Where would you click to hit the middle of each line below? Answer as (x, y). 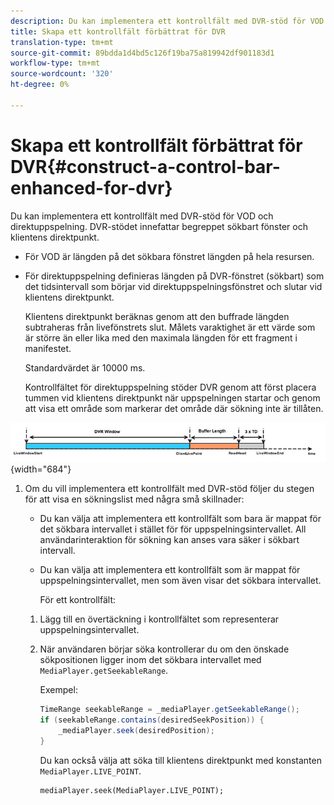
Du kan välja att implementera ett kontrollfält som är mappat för (170, 570)
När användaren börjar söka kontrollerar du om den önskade (164, 649)
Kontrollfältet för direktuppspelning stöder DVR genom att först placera (170, 387)
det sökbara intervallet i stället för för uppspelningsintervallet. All (173, 529)
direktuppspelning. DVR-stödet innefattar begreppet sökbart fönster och (159, 226)
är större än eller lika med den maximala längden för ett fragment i (161, 337)
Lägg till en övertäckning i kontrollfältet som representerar (159, 619)
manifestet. (48, 348)
